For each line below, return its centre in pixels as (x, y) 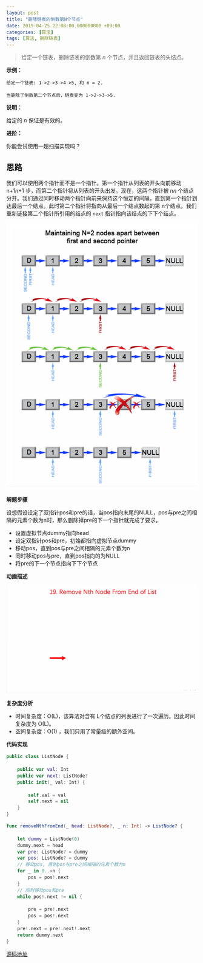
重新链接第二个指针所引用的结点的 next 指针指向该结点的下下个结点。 (93, 213)
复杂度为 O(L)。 (35, 724)
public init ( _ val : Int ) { (51, 782)
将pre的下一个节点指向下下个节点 (56, 564)
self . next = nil (48, 802)
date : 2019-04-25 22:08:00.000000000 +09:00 (63, 26)
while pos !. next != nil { (50, 897)
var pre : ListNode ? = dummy (52, 852)
